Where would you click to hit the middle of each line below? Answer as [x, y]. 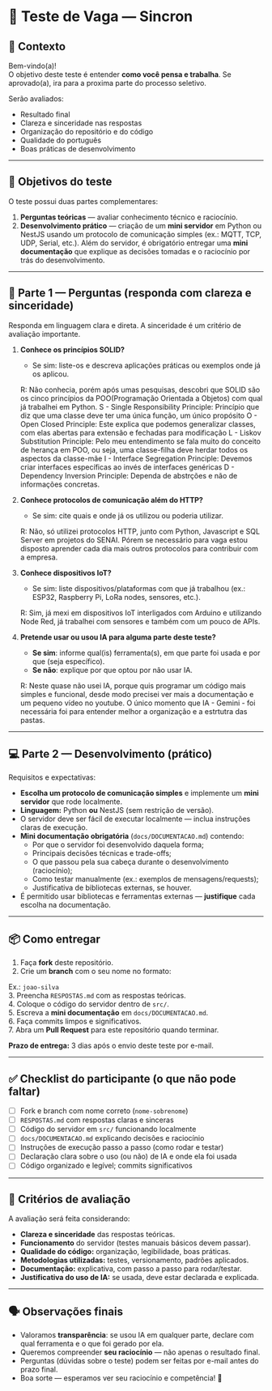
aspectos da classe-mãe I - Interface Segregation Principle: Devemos [136, 458]
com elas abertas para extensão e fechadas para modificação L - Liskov [140, 432]
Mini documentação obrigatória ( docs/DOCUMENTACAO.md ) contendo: [132, 836]
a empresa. [39, 557]
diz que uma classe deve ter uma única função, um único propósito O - [138, 415]
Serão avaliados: [36, 99]
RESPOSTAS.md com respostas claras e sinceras [97, 1120]
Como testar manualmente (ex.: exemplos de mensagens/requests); [145, 879]
